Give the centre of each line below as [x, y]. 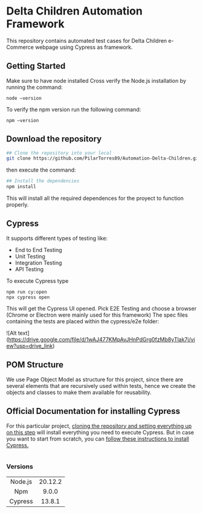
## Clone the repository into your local [59, 153]
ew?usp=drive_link [30, 346]
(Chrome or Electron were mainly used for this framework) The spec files [97, 315]
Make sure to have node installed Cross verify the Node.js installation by [96, 80]
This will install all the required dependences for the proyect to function [95, 198]
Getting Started [36, 66]
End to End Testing [38, 250]
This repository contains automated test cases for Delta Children [87, 40]
